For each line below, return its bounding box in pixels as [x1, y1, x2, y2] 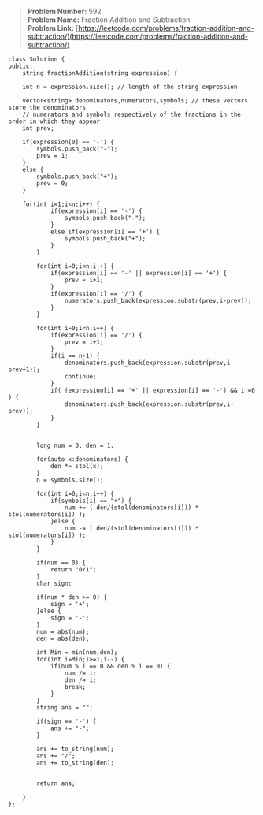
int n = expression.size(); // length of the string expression [22, 83, 238, 91]
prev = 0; [36, 180, 69, 188]
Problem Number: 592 [27, 7, 102, 16]
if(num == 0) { [36, 559, 87, 567]
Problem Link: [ [27, 24, 79, 32]
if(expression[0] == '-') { [22, 138, 114, 146]
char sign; [36, 579, 72, 587]
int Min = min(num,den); [36, 649, 118, 657]
